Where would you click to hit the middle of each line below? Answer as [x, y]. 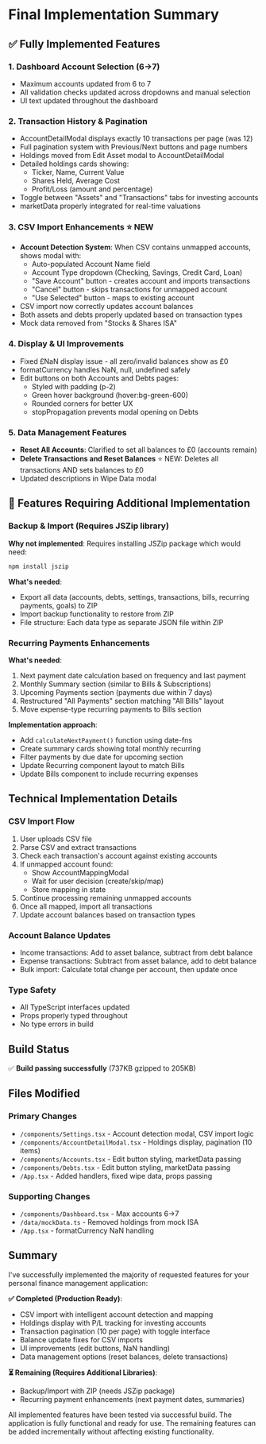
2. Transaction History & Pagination [78, 121]
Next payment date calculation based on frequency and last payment [133, 675]
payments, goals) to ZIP [58, 605]
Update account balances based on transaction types [108, 914]
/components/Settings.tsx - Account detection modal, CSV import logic [137, 1133]
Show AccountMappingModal [80, 872]
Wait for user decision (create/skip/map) [98, 881]
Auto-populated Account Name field [91, 264]
